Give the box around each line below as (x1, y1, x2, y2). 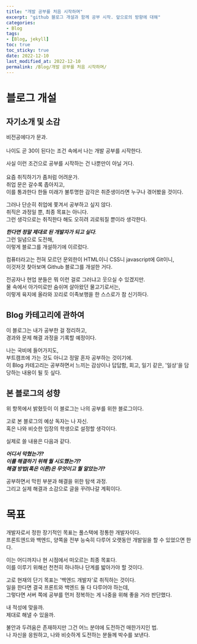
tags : (6, 31, 20, 37)
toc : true (6, 42, 31, 48)
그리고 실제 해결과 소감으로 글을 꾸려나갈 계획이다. (6, 485, 122, 492)
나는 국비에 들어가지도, (6, 347, 59, 354)
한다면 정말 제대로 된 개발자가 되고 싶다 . (6, 229, 97, 236)
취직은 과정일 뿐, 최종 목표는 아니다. (6, 208, 88, 215)
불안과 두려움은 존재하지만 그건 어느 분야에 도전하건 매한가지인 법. (6, 624, 158, 631)
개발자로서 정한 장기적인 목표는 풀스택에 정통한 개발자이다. (6, 529, 141, 536)
